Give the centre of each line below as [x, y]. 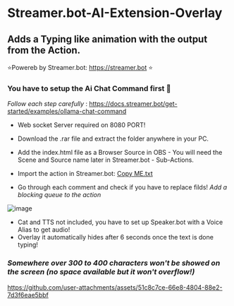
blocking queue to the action [59, 195]
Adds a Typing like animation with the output [107, 39]
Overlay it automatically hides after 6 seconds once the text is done [115, 237]
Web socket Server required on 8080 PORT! [81, 125]
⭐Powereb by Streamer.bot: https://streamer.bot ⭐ [80, 67]
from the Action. [44, 50]
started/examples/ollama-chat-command [67, 112]
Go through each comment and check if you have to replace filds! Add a [122, 187]
